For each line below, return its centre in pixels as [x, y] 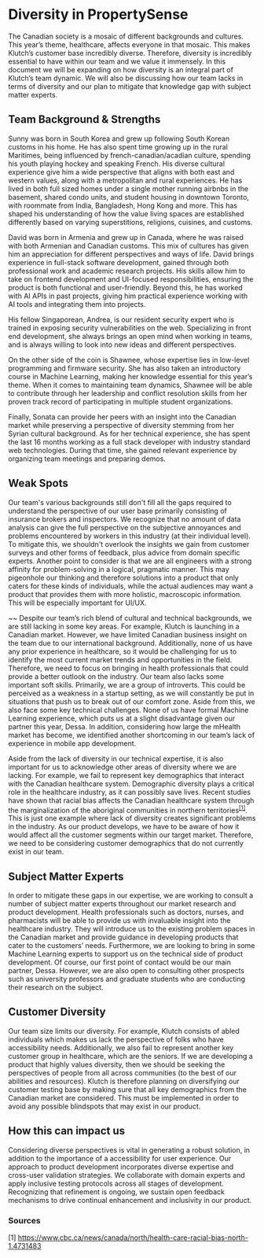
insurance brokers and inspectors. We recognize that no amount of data [125, 519]
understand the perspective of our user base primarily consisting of [118, 511]
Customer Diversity [57, 1012]
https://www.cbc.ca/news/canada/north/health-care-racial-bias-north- [133, 1238]
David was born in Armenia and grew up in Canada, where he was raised [126, 237]
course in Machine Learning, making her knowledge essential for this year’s [130, 376]
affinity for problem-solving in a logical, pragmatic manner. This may [119, 569]
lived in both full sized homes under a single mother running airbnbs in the [128, 188]
